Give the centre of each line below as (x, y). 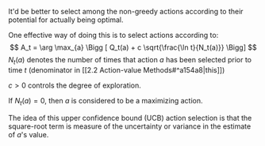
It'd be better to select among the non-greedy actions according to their (126, 11)
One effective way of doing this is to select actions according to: (113, 35)
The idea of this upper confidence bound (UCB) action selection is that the (130, 118)
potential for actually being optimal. (66, 20)
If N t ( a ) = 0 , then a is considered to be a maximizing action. (106, 101)
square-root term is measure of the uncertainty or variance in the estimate (130, 126)
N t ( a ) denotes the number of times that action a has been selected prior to (130, 61)
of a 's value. (29, 134)
